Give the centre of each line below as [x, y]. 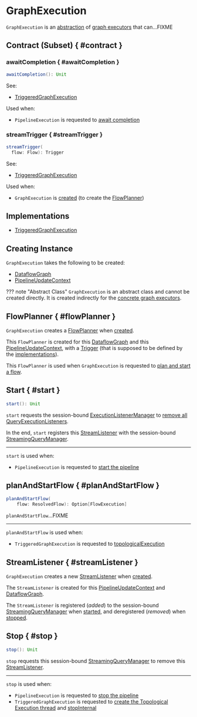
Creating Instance [40, 248]
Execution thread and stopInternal [55, 708]
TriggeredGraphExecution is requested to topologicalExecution [90, 544]
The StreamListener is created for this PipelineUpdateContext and [86, 588]
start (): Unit [23, 404]
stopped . [17, 618]
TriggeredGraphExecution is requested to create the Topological [91, 701]
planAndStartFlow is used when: [45, 532]
